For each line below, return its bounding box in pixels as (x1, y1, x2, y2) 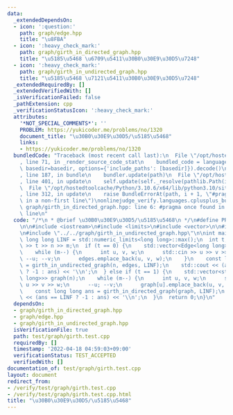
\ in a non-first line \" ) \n (19, 197, 101, 205)
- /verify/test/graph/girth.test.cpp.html (7, 391, 132, 398)
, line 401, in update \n (19, 178, 92, 185)
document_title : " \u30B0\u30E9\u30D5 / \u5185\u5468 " (19, 133, 172, 139)
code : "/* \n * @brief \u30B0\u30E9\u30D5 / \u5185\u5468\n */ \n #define (13, 217, 218, 223)
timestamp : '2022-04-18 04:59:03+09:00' (13, 346, 132, 353)
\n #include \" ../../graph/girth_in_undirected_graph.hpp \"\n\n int (19, 230, 216, 237)
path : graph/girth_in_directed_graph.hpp (19, 49, 141, 56)
